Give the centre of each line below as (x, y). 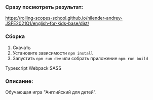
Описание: (19, 81)
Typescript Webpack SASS (33, 68)
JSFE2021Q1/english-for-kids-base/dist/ (47, 23)
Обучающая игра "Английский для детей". (51, 92)
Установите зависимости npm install (53, 53)
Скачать (22, 47)
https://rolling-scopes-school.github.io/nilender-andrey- (64, 18)
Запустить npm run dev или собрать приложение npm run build (80, 58)
